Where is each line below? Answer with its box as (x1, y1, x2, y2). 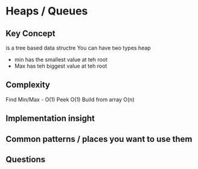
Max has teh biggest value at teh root (14, 62, 107, 69)
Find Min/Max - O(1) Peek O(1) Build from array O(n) (5, 95, 135, 103)
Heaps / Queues (5, 4, 88, 18)
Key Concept (5, 28, 56, 39)
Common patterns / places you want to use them (5, 134, 193, 144)
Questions (5, 154, 46, 164)
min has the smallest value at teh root (14, 56, 108, 63)
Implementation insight (5, 113, 95, 124)
